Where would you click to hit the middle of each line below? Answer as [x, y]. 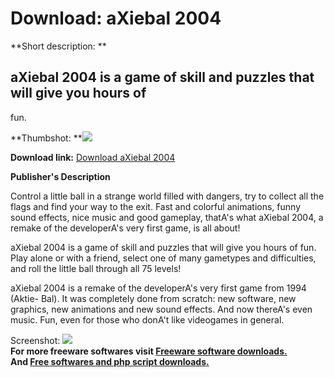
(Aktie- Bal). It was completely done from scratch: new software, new [153, 298]
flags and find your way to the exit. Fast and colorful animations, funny [156, 206]
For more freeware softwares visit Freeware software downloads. [149, 351]
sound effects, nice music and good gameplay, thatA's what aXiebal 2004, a [167, 217]
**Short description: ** [58, 46]
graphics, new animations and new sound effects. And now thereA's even [161, 309]
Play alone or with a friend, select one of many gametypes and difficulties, [163, 258]
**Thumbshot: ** [46, 138]
